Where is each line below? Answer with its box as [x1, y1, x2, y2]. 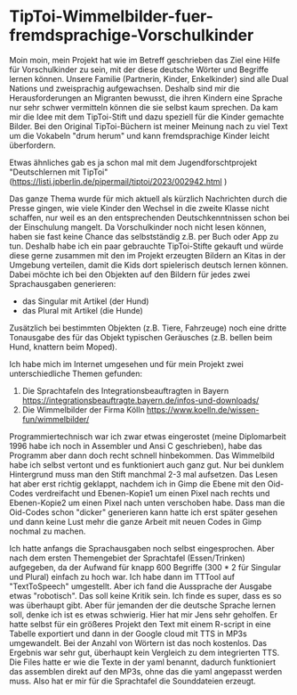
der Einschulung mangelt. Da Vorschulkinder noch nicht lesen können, [9, 221, 267, 233]
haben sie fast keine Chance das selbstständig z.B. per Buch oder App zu [9, 231, 279, 241]
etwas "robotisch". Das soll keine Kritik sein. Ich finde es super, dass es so [9, 590, 282, 601]
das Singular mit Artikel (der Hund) [21, 296, 149, 307]
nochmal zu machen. [9, 526, 86, 536]
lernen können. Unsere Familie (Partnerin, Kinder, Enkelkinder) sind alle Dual [9, 73, 289, 84]
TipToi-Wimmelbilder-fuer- [9, 6, 213, 27]
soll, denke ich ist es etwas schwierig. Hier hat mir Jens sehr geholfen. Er [9, 609, 278, 620]
